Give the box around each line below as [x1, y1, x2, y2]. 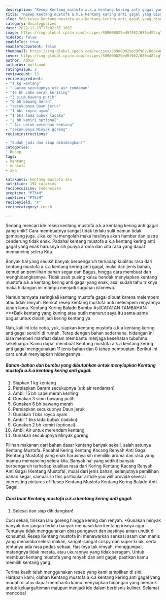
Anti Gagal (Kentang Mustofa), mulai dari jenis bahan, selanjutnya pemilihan [5, 468, 159, 474]
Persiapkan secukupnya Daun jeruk [12, 406, 85, 412]
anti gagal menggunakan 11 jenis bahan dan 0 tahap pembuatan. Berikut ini [5, 346, 157, 352]
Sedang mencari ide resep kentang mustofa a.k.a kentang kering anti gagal [5, 222, 158, 228]
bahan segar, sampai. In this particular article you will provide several [5, 473, 146, 480]
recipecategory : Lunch [5, 204, 52, 209]
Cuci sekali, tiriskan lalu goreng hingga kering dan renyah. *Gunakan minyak [5, 517, 161, 523]
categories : [5, 145, 30, 150]
